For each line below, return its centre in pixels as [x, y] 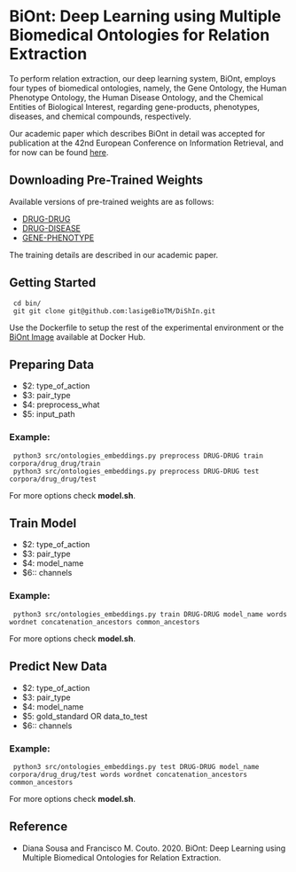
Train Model [43, 524]
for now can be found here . [59, 152]
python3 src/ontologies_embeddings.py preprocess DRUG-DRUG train [138, 456]
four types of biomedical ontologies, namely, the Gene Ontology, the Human [148, 88]
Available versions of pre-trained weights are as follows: [112, 201]
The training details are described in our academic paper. [114, 255]
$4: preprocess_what [61, 405]
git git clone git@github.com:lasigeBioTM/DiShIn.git [114, 311]
